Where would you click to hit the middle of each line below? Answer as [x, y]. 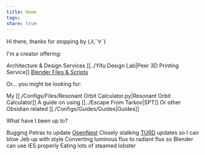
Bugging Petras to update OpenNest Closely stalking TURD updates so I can [103, 133]
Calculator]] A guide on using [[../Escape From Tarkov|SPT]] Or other [94, 102]
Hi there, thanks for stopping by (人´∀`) [56, 42]
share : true [21, 23]
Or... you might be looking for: [44, 84]
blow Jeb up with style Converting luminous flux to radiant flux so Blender [100, 139]
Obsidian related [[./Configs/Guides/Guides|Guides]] [73, 109]
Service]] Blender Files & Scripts [47, 72]
